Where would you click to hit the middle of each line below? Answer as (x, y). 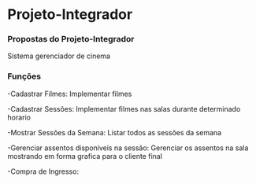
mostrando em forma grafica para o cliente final (85, 156)
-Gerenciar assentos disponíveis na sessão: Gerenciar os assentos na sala (128, 148)
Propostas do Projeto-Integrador (71, 39)
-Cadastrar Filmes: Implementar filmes (70, 94)
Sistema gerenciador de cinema (59, 56)
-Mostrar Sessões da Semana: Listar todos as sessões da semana (115, 132)
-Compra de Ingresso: (43, 171)
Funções (24, 76)
